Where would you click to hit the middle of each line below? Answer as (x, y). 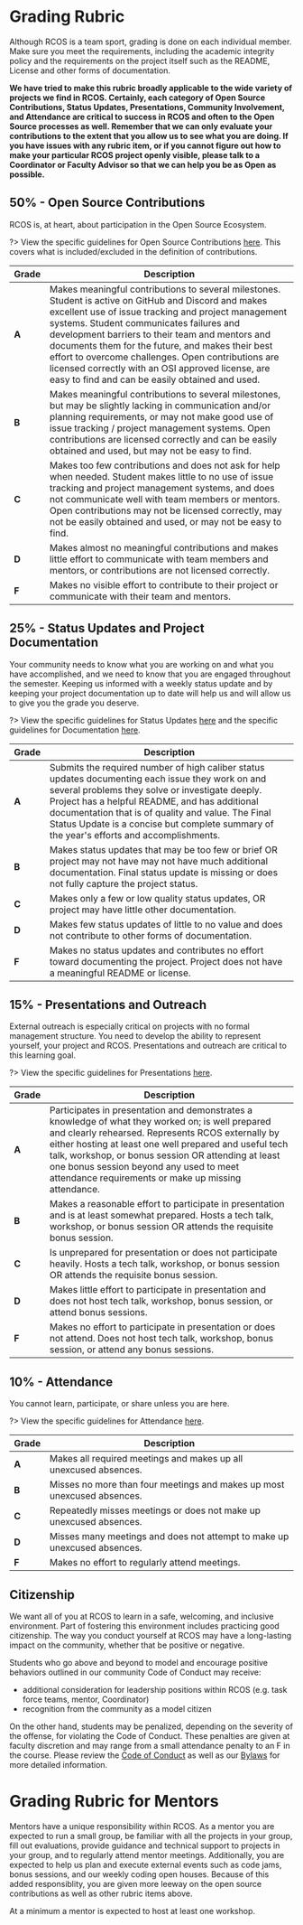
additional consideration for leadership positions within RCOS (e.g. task (155, 1690)
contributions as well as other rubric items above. (101, 1893)
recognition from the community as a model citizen (117, 1709)
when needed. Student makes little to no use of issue (161, 476)
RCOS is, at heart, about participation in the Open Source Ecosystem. (138, 224)
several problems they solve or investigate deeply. (156, 790)
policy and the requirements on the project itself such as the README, (140, 61)
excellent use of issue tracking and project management (168, 312)
